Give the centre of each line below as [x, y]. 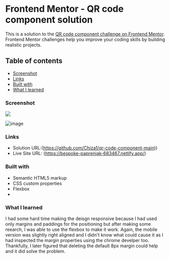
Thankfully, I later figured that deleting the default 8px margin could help [82, 246]
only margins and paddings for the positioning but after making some [78, 224]
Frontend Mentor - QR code [65, 9]
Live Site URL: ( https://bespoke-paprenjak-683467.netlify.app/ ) [79, 154]
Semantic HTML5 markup [40, 178]
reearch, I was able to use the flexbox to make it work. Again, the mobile [81, 229]
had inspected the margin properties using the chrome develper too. [77, 240]
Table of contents [34, 61]
